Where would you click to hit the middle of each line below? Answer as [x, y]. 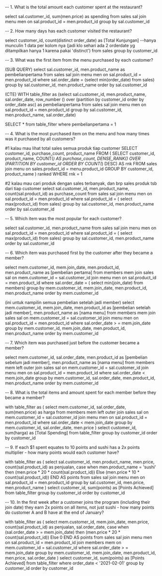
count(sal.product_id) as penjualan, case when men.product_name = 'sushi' [81, 467]
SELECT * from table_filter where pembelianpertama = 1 [61, 124]
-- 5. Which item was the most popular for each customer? [63, 218]
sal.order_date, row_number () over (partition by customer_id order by [74, 99]
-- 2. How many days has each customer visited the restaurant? [68, 31]
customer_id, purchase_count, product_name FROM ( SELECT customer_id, [80, 153]
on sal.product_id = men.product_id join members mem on [63, 542]
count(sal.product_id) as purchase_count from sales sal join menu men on [79, 194]
